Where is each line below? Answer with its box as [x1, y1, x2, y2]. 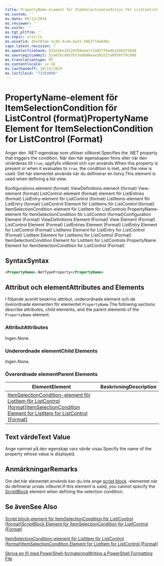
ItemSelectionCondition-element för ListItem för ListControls [5, 206, 126, 212]
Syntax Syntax [5, 257, 49, 265]
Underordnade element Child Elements [5, 347, 98, 354]
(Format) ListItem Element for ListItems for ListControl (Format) [5, 232, 132, 238]
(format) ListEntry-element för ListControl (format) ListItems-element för [5, 195, 150, 201]
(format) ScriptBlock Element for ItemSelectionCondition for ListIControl [5, 521, 148, 527]
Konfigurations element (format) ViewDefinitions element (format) [5, 185, 137, 191]
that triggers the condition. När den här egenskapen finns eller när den [5, 155, 147, 161]
